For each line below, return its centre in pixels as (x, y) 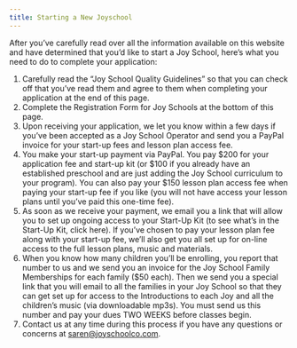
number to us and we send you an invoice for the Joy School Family (146, 267)
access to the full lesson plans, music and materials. (117, 249)
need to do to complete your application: (83, 61)
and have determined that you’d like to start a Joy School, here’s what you (144, 52)
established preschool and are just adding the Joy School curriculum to (152, 173)
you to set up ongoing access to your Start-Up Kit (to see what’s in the (150, 220)
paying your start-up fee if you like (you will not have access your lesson (155, 192)
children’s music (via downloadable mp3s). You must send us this (141, 305)
